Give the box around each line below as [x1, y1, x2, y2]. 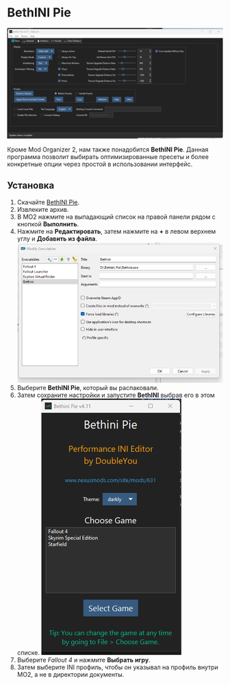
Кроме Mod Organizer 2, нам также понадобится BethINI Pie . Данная [7, 145, 209, 154]
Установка [7, 180, 55, 191]
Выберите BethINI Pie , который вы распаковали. [16, 383, 159, 392]
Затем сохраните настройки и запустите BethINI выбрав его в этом [16, 391, 216, 399]
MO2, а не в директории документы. [16, 670, 125, 678]
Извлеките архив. [16, 205, 69, 213]
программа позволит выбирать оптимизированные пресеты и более [7, 152, 209, 160]
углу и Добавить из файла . [16, 235, 98, 243]
